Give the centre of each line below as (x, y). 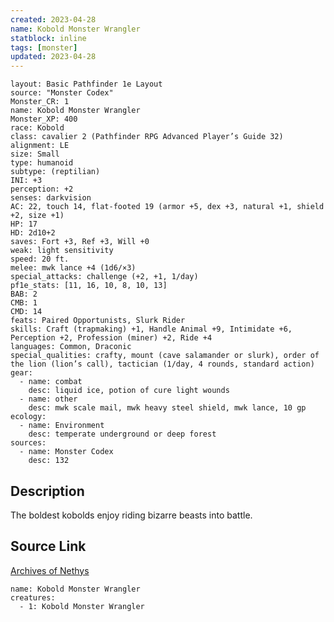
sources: (28, 443)
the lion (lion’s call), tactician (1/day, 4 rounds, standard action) (162, 364)
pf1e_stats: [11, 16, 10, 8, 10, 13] (89, 286)
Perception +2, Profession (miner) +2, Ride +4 (111, 338)
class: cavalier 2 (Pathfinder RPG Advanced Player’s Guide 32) (147, 137)
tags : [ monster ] (44, 47)
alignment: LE (40, 146)
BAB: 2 (24, 294)
